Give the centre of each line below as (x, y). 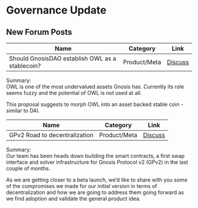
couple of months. (28, 168)
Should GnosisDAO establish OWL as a (63, 58)
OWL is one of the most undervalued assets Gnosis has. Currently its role (95, 87)
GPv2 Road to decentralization (51, 135)
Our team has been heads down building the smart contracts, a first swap (95, 156)
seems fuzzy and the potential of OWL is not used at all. (74, 93)
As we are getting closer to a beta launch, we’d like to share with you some (97, 180)
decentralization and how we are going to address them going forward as (95, 192)
